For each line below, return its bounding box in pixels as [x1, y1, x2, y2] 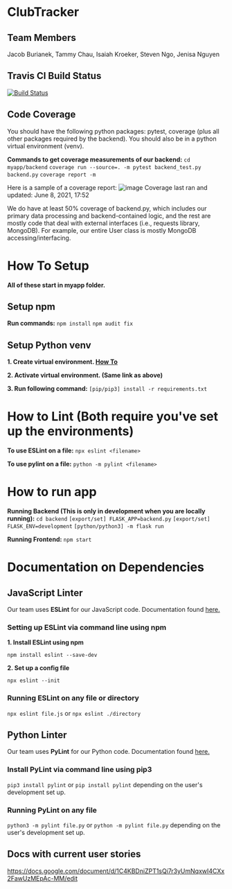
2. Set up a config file [7, 664, 70, 672]
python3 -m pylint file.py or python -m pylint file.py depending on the [7, 821, 221, 829]
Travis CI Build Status [7, 70, 102, 82]
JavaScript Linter [7, 587, 83, 599]
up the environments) [7, 423, 134, 439]
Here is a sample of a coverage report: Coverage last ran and [7, 183, 208, 191]
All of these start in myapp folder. [7, 281, 106, 289]
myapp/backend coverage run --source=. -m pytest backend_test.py [7, 164, 202, 170]
